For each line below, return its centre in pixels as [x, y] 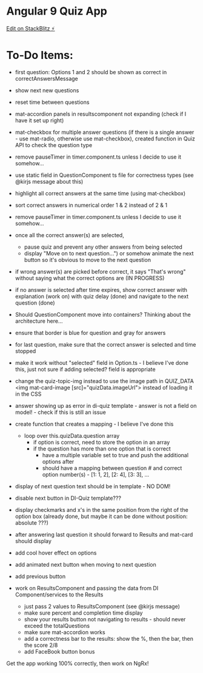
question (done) [35, 303]
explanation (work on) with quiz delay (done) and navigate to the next [102, 296]
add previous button [40, 576]
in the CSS [28, 394]
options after [58, 461]
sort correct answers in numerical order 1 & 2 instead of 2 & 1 [91, 205]
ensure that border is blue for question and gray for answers [90, 333]
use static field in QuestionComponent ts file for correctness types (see [104, 175]
